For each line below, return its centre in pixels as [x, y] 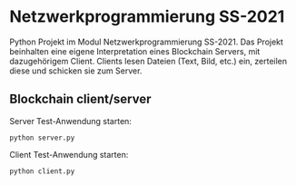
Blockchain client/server [80, 99]
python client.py [42, 171]
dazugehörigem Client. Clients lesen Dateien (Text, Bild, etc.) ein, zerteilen [148, 61]
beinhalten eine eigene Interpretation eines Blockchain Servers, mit [135, 51]
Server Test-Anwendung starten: [70, 121]
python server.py [42, 138]
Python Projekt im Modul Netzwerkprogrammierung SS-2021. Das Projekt [147, 42]
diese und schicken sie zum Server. [76, 71]
